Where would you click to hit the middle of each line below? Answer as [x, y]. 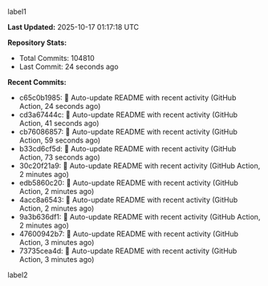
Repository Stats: [37, 42]
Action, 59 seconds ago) [60, 140]
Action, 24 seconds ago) [60, 106]
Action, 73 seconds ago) [60, 157]
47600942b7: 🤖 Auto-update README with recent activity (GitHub [128, 234]
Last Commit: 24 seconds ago [69, 66]
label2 [18, 275]
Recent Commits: [37, 82]
